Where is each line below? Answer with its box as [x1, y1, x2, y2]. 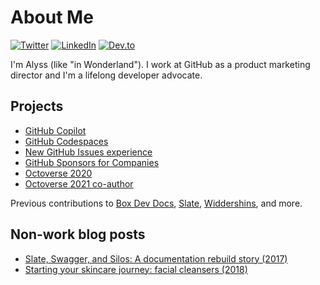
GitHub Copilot [24, 124, 87, 136]
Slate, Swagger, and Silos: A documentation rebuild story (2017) [24, 252, 288, 265]
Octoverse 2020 [24, 167, 93, 179]
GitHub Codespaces [24, 135, 109, 147]
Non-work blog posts [10, 226, 146, 243]
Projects [10, 98, 64, 115]
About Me [10, 6, 94, 29]
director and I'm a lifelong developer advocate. [10, 69, 203, 81]
